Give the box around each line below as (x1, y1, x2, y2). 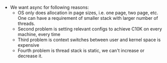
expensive (17, 42, 40, 48)
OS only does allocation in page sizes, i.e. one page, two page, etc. (17, 10, 158, 16)
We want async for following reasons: (10, 5, 89, 10)
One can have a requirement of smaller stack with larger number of (17, 15, 158, 21)
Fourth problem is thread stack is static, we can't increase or (17, 48, 145, 53)
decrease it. (17, 53, 43, 59)
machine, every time (17, 31, 61, 37)
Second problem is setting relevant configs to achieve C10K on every (17, 26, 162, 32)
